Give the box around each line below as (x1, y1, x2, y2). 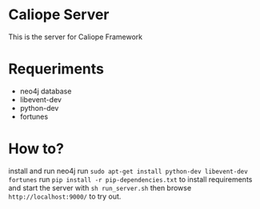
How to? (8, 140, 64, 158)
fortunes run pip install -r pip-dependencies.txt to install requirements (8, 174, 253, 184)
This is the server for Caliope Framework (8, 32, 142, 41)
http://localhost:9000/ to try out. (8, 191, 122, 201)
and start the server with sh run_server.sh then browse (8, 183, 192, 192)
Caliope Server (8, 6, 110, 24)
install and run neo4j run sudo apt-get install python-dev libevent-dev (8, 166, 248, 175)
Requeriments (8, 60, 104, 78)
